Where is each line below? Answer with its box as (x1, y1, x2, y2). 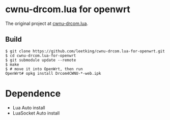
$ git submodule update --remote (5, 57, 76, 63)
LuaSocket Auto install (12, 110, 60, 116)
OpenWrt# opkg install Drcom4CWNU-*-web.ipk (5, 71, 101, 76)
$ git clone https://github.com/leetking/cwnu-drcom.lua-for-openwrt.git (5, 48, 165, 54)
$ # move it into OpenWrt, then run (5, 66, 83, 72)
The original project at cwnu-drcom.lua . (5, 20, 89, 26)
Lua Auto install (12, 104, 45, 110)
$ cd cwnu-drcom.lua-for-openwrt (5, 53, 76, 58)
